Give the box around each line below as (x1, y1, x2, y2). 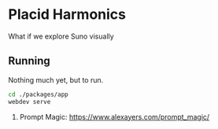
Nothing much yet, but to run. (8, 75, 104, 84)
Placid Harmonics (8, 6, 127, 24)
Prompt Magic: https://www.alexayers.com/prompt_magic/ (19, 112, 210, 121)
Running (8, 54, 51, 68)
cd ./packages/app (8, 90, 68, 98)
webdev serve (8, 98, 51, 105)
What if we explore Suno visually (8, 31, 114, 41)
